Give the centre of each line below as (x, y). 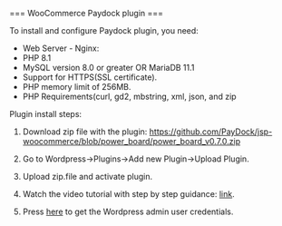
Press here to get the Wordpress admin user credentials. (128, 211)
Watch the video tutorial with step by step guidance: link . (129, 194)
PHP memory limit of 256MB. (77, 87)
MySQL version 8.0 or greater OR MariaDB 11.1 (108, 68)
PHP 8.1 (37, 58)
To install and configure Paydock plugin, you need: (104, 30)
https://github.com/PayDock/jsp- (211, 132)
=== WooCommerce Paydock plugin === (87, 13)
